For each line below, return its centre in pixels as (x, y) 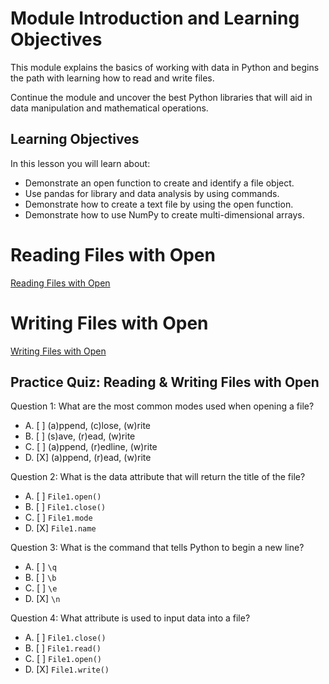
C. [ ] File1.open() (63, 659)
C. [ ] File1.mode (58, 518)
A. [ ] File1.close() (65, 638)
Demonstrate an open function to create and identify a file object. (159, 183)
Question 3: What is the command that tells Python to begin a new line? (157, 548)
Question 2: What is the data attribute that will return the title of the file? (158, 477)
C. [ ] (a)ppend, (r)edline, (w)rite (91, 447)
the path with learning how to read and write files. (112, 78)
